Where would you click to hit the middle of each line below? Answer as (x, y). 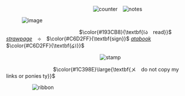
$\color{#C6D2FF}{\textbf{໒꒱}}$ (45, 46)
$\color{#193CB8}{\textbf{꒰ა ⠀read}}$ (125, 32)
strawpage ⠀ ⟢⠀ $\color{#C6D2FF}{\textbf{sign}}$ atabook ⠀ (80, 39)
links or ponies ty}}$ (31, 76)
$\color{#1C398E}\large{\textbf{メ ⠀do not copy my (116, 69)
